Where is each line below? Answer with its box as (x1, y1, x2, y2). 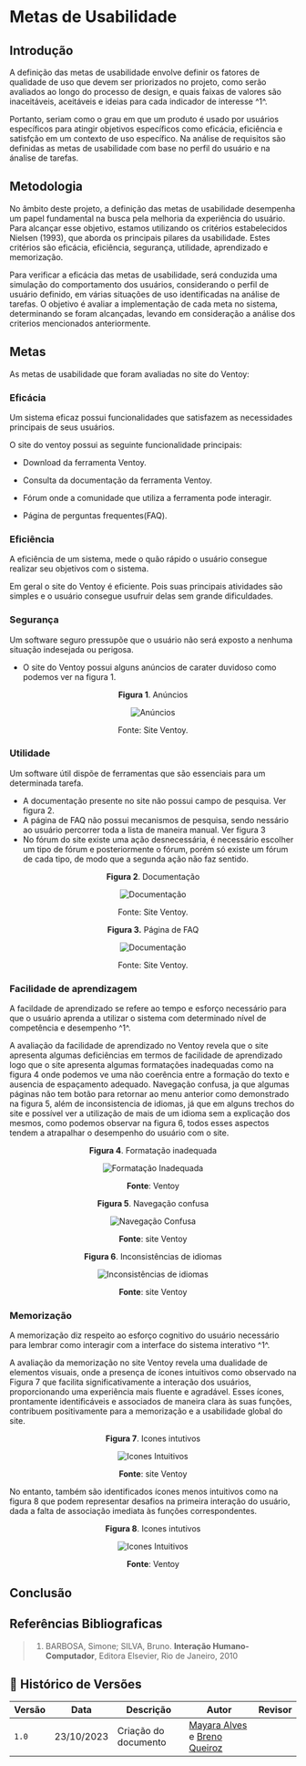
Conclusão (9, 1585, 73, 1601)
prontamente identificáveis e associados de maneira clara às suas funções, (9, 1396, 292, 1407)
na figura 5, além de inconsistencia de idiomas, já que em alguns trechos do (9, 1098, 295, 1110)
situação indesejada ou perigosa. (9, 643, 134, 654)
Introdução (9, 43, 74, 58)
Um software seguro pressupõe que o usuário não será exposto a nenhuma (9, 634, 293, 645)
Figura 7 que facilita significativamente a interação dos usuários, (9, 1376, 252, 1388)
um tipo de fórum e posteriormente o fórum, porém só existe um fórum (22, 843, 289, 854)
